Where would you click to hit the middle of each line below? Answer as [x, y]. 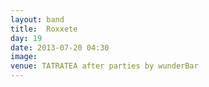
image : [24, 57]
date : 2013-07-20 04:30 [60, 47]
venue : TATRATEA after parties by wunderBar [104, 66]
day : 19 [26, 38]
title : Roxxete [44, 29]
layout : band [37, 19]
